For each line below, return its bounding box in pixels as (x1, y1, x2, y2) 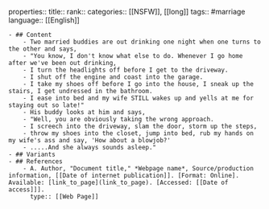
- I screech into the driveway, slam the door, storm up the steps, (23, 122, 258, 130)
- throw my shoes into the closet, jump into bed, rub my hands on (23, 129, 254, 137)
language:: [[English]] (8, 15, 81, 25)
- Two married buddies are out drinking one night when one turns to (23, 38, 262, 46)
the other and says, (8, 45, 78, 53)
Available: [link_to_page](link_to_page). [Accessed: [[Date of (8, 178, 229, 186)
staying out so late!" (8, 101, 85, 109)
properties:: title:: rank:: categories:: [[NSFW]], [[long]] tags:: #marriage (8, 7, 246, 16)
